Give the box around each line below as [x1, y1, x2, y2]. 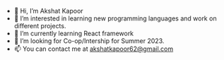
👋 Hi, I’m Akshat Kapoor [13, 7, 83, 15]
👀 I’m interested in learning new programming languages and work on [13, 14, 217, 23]
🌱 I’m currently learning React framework [13, 29, 134, 37]
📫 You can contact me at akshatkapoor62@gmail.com [13, 44, 174, 53]
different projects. [13, 22, 66, 30]
